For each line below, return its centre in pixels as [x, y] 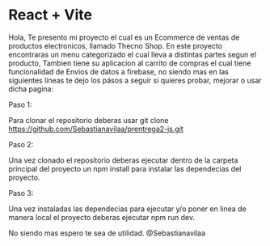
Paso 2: [21, 144]
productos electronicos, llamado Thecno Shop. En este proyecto [116, 45]
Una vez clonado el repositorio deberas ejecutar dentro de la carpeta [123, 160]
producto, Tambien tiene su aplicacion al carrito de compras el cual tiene [130, 63]
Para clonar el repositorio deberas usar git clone [89, 120]
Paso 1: [20, 104]
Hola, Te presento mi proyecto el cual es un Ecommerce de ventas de [124, 37]
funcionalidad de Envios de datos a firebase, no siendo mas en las [118, 71]
